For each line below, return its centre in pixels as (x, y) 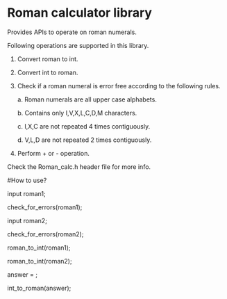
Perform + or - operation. (53, 153)
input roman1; (27, 193)
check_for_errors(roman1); (45, 207)
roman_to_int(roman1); (39, 248)
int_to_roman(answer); (39, 288)
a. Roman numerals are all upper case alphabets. (87, 99)
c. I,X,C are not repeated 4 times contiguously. (84, 126)
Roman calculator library (80, 13)
